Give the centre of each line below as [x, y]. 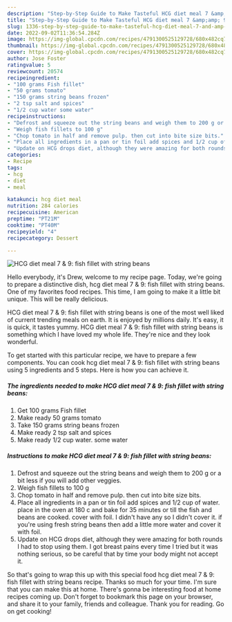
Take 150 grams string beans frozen [68, 425]
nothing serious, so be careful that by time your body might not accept [118, 554]
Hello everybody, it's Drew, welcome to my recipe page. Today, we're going [115, 277]
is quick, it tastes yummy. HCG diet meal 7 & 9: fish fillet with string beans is [115, 327]
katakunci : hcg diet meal [44, 200]
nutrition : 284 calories [43, 206]
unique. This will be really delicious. [58, 299]
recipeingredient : [33, 78]
